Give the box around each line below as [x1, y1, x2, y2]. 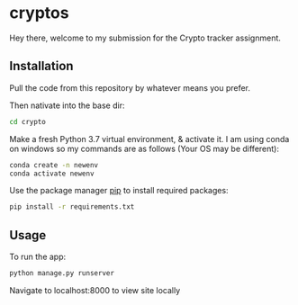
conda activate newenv [9, 169, 95, 178]
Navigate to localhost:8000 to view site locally [9, 284, 181, 295]
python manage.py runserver [9, 269, 115, 278]
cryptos [9, 3, 69, 23]
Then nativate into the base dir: [9, 100, 125, 111]
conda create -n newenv [9, 160, 99, 169]
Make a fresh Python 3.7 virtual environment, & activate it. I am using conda [9, 133, 290, 144]
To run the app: [9, 251, 67, 263]
